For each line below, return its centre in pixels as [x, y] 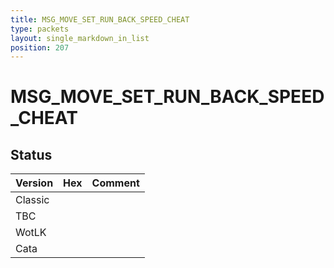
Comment [115, 183]
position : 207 [40, 47]
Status [31, 154]
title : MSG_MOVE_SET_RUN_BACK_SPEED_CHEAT [100, 19]
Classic [32, 200]
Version [34, 183]
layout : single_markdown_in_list [80, 38]
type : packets [40, 29]
